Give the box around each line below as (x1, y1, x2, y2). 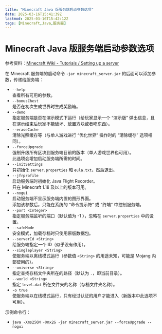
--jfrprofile (12, 174, 39, 178)
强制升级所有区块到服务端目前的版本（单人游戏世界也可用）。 (12, 150, 134, 156)
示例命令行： (5, 309, 31, 315)
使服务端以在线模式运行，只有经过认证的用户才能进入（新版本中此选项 (12, 293, 153, 299)
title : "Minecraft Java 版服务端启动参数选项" (5, 7, 94, 12)
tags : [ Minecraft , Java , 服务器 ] (5, 20, 67, 26)
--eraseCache (12, 127, 39, 132)
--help (12, 87, 26, 93)
